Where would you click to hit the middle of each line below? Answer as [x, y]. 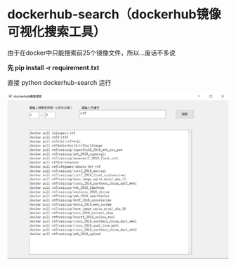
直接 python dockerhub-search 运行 [59, 82]
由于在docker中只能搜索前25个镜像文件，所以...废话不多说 [91, 53]
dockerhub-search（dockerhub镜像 [114, 14]
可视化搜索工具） [57, 32]
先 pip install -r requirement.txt [53, 67]
